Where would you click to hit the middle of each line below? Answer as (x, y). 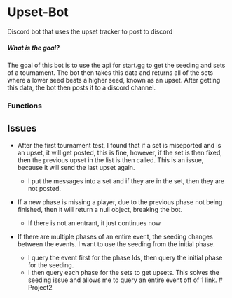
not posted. (45, 188)
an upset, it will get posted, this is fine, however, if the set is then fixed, (120, 152)
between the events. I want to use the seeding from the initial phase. (116, 244)
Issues (22, 128)
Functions (25, 106)
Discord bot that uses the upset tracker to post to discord (90, 31)
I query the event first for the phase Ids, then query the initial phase (125, 257)
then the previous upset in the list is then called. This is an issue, (110, 160)
